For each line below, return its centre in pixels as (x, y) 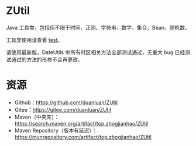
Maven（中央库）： (37, 117)
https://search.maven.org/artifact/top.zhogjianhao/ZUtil (81, 123)
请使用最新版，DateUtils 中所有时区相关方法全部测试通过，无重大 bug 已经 (96, 52)
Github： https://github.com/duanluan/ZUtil (66, 102)
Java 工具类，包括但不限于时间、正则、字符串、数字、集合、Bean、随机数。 (98, 27)
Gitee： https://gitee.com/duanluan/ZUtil (63, 109)
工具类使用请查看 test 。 (35, 40)
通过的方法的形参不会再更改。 (47, 59)
